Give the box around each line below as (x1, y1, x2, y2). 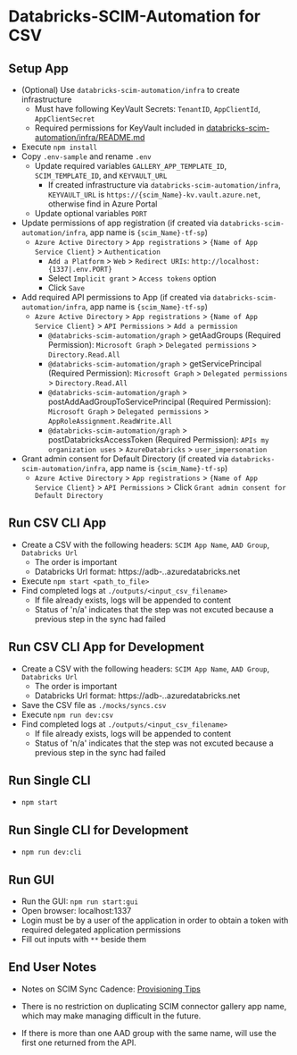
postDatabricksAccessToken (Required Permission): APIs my (47, 435, 269, 444)
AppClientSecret (34, 114, 95, 123)
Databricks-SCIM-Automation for (8, 6, 261, 27)
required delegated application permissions (21, 924, 182, 935)
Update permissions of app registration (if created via (21, 217, 219, 228)
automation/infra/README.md (34, 132, 145, 142)
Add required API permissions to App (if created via (21, 292, 211, 302)
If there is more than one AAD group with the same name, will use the (21, 1027, 277, 1038)
